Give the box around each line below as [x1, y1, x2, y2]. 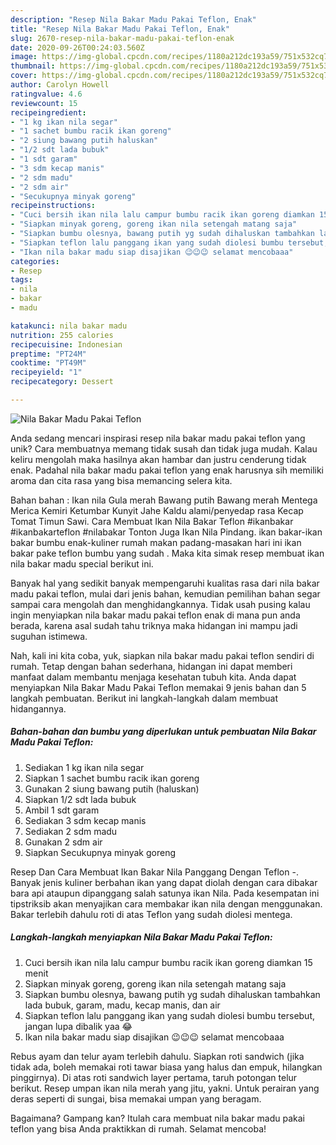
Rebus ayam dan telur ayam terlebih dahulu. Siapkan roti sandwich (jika [10, 1050, 305, 1062]
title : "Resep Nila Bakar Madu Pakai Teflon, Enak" [10, 24, 230, 34]
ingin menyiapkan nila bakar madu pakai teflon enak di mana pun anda [10, 609, 301, 621]
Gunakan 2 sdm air [24, 836, 103, 848]
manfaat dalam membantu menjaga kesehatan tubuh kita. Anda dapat [10, 671, 297, 683]
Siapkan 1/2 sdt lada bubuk [24, 793, 137, 805]
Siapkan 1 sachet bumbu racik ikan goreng [24, 772, 200, 784]
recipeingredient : [10, 107, 87, 118]
